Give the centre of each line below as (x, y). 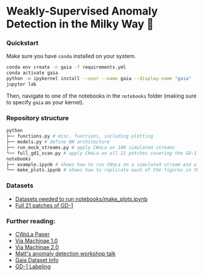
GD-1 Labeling (33, 266)
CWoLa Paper (32, 234)
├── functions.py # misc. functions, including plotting (80, 136)
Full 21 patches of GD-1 (44, 205)
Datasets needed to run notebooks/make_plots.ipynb (81, 199)
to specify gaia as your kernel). (45, 102)
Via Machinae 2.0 (37, 247)
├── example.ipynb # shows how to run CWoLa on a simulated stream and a (102, 164)
